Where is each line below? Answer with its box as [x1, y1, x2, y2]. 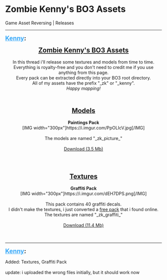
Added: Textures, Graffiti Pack [5, 259, 67, 265]
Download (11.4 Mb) [63, 222, 104, 228]
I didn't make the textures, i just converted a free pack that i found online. [8, 206, 159, 212]
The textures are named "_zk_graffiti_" [44, 211, 123, 217]
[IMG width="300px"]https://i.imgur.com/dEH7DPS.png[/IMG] [20, 190, 147, 197]
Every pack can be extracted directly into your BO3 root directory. [16, 74, 151, 80]
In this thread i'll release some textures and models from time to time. [12, 59, 155, 65]
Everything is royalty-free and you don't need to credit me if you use [13, 64, 154, 70]
